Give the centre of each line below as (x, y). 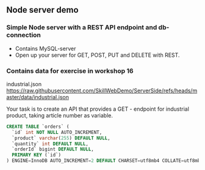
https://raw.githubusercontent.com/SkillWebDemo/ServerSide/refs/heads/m (102, 91)
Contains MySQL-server (45, 48)
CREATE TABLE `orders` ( (38, 127)
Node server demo (42, 10)
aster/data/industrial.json (38, 97)
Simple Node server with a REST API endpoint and (82, 28)
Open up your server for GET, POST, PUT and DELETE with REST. (97, 55)
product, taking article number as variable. (60, 115)
